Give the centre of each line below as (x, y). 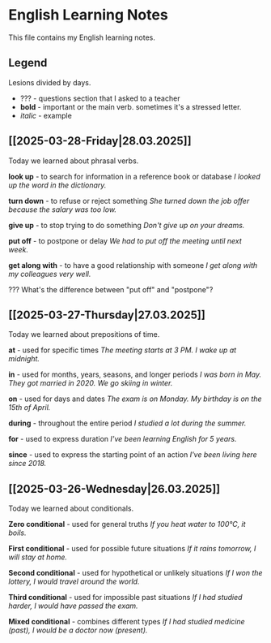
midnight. (24, 359)
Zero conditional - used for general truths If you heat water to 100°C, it (127, 524)
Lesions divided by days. (50, 82)
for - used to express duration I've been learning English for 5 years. (123, 439)
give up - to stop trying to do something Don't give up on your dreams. (127, 225)
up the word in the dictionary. (57, 185)
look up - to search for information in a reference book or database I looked (134, 176)
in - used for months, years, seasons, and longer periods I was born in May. (135, 374)
